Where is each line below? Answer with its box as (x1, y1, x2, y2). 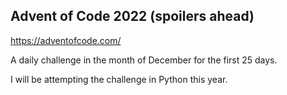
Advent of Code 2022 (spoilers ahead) (10, 8, 255, 25)
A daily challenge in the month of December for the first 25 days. (10, 54, 278, 66)
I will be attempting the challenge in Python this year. (10, 73, 228, 85)
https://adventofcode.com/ (10, 34, 122, 46)
